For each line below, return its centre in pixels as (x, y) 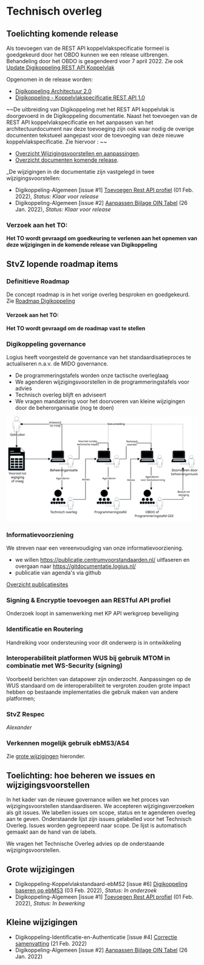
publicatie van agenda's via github (58, 572)
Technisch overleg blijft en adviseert (60, 395)
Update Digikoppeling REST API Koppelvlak (60, 67)
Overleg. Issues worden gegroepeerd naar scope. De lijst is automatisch (97, 826)
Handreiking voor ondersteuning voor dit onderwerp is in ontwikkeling (94, 642)
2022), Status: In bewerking (50, 904)
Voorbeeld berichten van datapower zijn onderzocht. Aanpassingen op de (99, 679)
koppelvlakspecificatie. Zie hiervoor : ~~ (57, 142)
